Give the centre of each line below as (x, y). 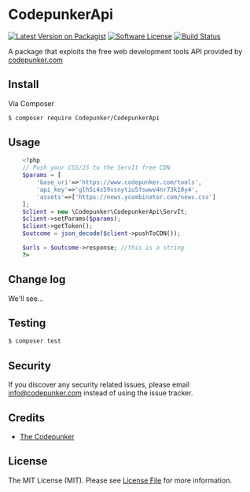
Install (24, 84)
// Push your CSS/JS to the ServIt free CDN (96, 168)
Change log (37, 279)
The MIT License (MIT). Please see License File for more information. (120, 480)
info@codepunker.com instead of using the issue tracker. (101, 393)
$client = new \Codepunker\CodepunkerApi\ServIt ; (105, 211)
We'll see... (26, 298)
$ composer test (35, 341)
